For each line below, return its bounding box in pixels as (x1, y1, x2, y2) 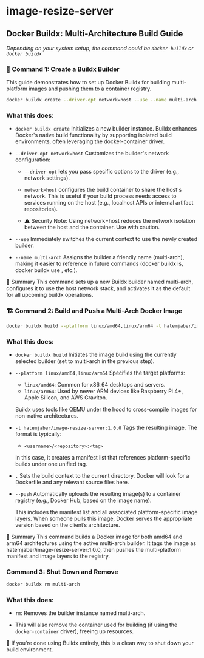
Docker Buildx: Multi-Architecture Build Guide (6, 29, 183, 39)
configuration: (15, 156, 50, 163)
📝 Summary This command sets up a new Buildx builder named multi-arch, (6, 278, 193, 286)
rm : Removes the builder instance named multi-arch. (15, 609, 146, 617)
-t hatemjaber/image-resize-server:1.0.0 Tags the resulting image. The (15, 424, 197, 431)
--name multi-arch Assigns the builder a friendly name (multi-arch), (15, 254, 185, 261)
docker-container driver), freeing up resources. (15, 628, 134, 635)
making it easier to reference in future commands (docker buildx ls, (15, 260, 183, 268)
